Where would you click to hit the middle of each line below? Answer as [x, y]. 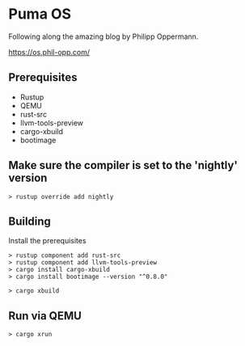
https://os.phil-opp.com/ [49, 52]
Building [30, 221]
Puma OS [40, 14]
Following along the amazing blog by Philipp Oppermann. [103, 36]
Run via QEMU [45, 316]
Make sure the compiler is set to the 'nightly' [123, 165]
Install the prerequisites [47, 241]
